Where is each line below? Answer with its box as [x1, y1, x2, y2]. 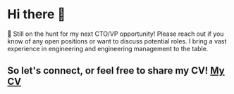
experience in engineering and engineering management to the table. [7, 44, 209, 53]
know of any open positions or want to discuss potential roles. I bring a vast [7, 36, 227, 45]
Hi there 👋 [7, 6, 66, 22]
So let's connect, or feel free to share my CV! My [7, 65, 225, 76]
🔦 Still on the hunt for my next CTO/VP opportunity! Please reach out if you [7, 29, 224, 38]
